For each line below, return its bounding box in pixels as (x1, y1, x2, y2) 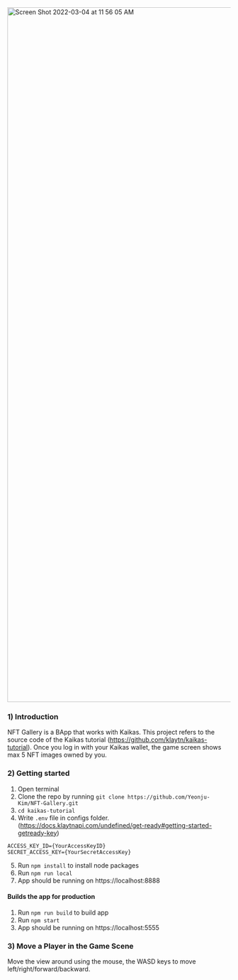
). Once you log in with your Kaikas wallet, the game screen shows (27, 743, 222, 752)
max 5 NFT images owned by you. (7, 750, 108, 760)
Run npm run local (17, 868, 73, 877)
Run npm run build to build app (17, 908, 109, 917)
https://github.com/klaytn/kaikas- (109, 735, 208, 744)
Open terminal (17, 784, 59, 793)
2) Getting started (7, 768, 70, 778)
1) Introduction (7, 711, 59, 721)
